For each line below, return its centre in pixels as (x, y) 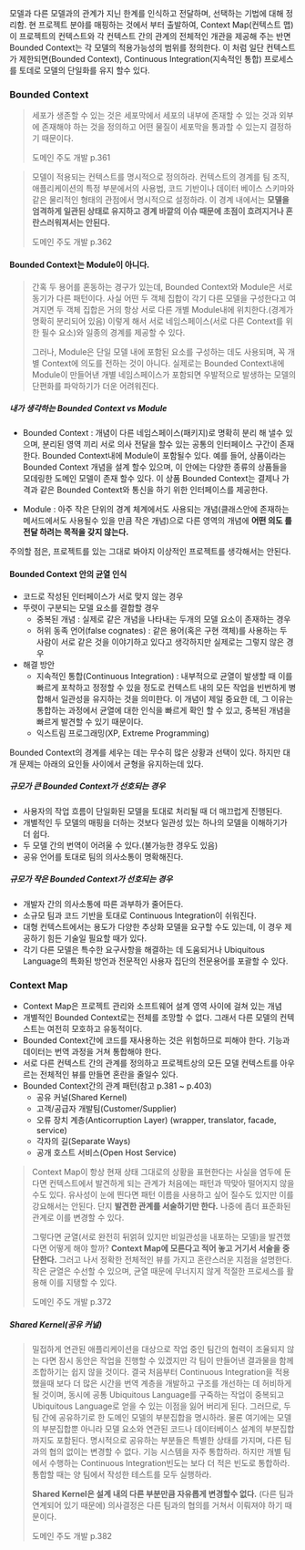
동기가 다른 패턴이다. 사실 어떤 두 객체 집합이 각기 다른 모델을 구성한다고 (159, 298)
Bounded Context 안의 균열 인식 (68, 574)
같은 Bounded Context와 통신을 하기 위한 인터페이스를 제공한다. (154, 490)
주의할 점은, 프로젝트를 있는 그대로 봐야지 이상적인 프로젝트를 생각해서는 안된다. (150, 552)
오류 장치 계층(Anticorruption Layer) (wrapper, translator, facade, (156, 1120)
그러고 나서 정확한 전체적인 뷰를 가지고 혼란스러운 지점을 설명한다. (176, 1259)
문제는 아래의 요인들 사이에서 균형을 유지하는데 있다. (111, 763)
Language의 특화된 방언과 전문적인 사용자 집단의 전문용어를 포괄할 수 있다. (155, 961)
